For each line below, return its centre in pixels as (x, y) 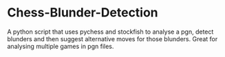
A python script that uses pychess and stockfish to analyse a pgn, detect (110, 32)
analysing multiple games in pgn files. (61, 46)
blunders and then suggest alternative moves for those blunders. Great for (112, 38)
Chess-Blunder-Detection (83, 13)
